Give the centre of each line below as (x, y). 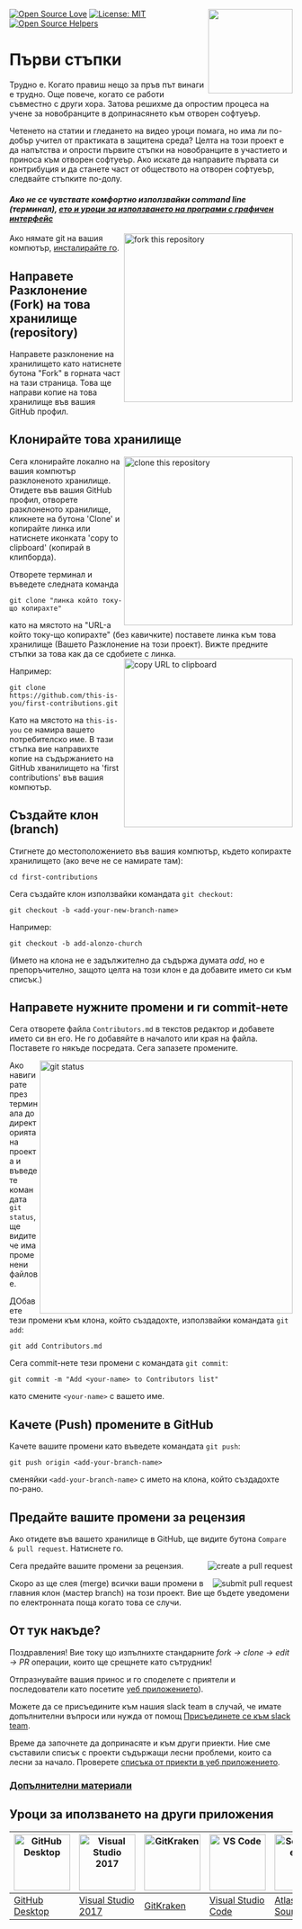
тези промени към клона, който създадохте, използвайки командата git (149, 1320)
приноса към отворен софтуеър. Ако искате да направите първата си (144, 159)
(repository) (44, 332)
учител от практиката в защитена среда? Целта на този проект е (160, 140)
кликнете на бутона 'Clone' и (65, 518)
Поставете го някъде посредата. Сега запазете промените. (124, 1048)
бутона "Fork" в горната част (65, 372)
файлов (24, 1274)
